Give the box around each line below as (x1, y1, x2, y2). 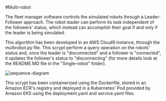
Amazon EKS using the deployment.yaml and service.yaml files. (5, 91, 135, 96)
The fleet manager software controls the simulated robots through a (5, 14, 144, 19)
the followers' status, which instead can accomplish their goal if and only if (5, 24, 158, 30)
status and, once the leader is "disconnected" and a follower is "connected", (5, 50, 161, 56)
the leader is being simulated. (5, 30, 65, 35)
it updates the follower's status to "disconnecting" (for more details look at (5, 55, 158, 61)
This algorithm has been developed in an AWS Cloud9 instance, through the (5, 39, 160, 45)
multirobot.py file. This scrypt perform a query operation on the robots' (5, 45, 150, 50)
